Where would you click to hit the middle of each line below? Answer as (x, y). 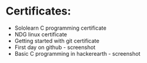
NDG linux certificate (41, 34)
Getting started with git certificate (57, 41)
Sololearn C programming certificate (60, 28)
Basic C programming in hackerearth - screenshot (77, 53)
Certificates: (38, 11)
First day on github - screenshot (55, 47)
